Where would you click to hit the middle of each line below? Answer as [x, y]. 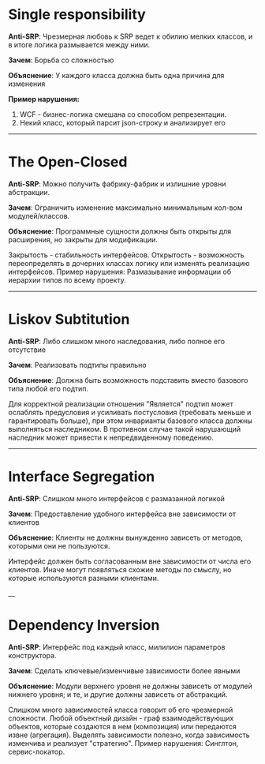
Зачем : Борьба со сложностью [61, 60]
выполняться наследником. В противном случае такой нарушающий [125, 429]
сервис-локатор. [37, 751]
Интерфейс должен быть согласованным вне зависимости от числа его [130, 561]
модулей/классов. [39, 215]
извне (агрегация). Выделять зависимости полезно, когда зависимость [129, 735]
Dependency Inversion [84, 625]
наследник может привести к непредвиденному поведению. [111, 437]
